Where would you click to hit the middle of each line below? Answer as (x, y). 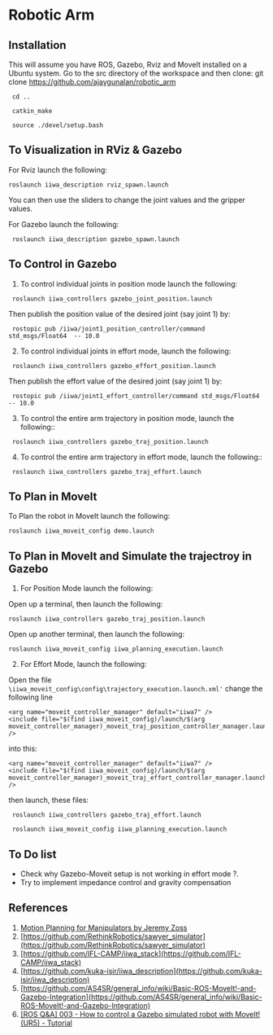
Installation (37, 45)
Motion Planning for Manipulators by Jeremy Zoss (104, 928)
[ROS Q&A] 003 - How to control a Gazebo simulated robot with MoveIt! (140, 1014)
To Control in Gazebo (63, 264)
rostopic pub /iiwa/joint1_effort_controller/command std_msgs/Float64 (136, 396)
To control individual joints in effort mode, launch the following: (126, 351)
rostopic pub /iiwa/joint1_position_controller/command (108, 329)
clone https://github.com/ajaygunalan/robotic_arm (92, 82)
